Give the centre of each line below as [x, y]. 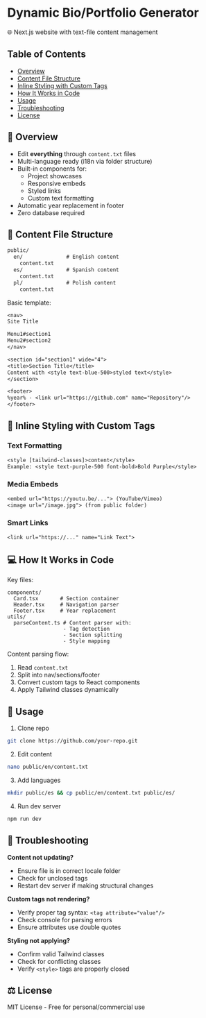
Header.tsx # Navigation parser [66, 605]
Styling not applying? [39, 940]
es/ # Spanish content [66, 270]
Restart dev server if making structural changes [85, 885]
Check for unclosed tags [52, 878]
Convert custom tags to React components [78, 682]
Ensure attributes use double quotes [69, 927]
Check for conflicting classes [59, 961]
